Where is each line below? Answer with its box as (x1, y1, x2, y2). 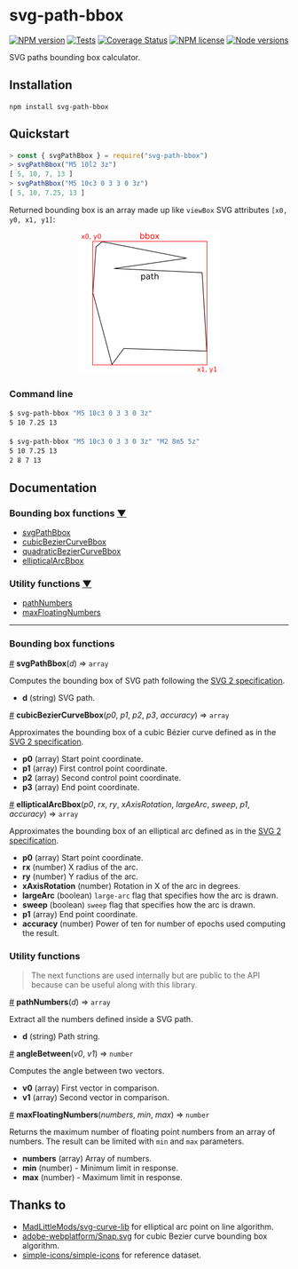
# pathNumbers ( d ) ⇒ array (9, 996, 111, 1008)
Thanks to (9, 1198, 67, 1213)
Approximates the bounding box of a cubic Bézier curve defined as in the (9, 726, 277, 737)
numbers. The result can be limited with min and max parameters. (9, 1136, 245, 1146)
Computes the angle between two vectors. (9, 1066, 165, 1076)
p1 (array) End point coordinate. (21, 908, 138, 919)
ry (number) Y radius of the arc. (21, 871, 139, 882)
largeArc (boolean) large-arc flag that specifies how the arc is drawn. (21, 890, 279, 900)
